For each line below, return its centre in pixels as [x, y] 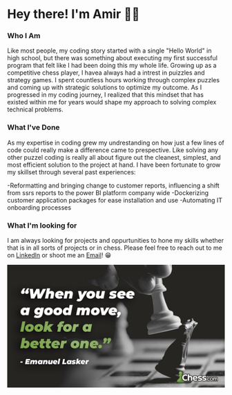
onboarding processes [39, 208]
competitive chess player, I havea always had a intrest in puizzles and [106, 73]
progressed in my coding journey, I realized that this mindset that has [105, 95]
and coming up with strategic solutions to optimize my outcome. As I [105, 88]
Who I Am [24, 36]
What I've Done [33, 127]
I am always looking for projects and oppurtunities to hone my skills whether [116, 241]
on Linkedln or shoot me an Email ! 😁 [59, 255]
